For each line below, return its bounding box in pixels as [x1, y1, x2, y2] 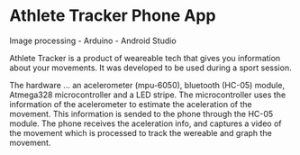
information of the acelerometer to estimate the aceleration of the [9, 98, 252, 109]
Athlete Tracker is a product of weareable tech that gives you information [9, 52, 281, 63]
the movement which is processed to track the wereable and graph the [9, 127, 272, 138]
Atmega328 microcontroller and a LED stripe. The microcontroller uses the [9, 89, 286, 100]
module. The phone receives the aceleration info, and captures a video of [9, 118, 282, 129]
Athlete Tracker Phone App [9, 5, 216, 26]
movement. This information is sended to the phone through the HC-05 [9, 108, 274, 119]
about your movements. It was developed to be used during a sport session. [9, 62, 292, 73]
